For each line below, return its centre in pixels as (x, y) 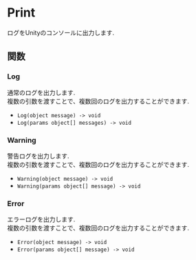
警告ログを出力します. (39, 156)
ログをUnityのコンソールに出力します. (61, 32)
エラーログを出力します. (41, 219)
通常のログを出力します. (41, 92)
